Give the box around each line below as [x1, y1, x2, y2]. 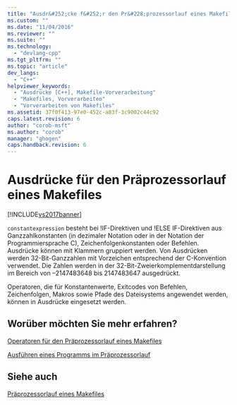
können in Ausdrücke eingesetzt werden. [7, 298, 127, 306]
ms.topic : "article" [7, 63, 68, 70]
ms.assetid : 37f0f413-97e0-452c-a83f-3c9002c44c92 [7, 109, 159, 116]
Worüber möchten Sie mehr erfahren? [7, 318, 178, 330]
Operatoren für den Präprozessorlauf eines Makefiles [7, 337, 162, 345]
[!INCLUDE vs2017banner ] [7, 210, 83, 219]
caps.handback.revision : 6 [7, 142, 87, 149]
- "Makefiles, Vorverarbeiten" [13, 96, 106, 103]
